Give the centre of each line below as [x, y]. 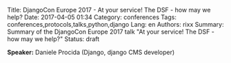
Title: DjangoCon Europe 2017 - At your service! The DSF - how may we [109, 10]
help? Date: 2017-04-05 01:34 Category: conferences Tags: [92, 17]
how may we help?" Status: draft [53, 39]
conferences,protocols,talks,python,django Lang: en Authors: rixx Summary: [115, 24]
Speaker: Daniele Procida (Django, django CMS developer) [91, 52]
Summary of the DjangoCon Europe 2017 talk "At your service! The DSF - [111, 32]
